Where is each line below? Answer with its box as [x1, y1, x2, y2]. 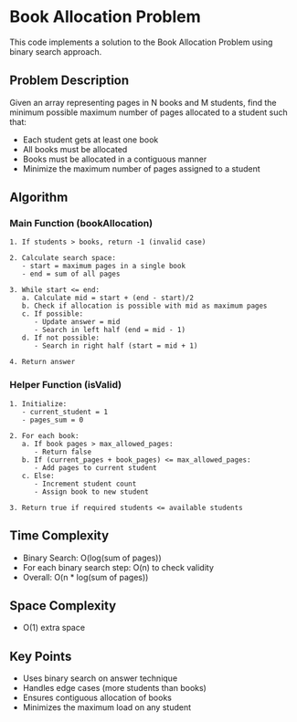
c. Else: [21, 471, 55, 480]
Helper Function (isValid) [9, 379, 122, 392]
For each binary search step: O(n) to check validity [22, 561, 215, 572]
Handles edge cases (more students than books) [22, 683, 207, 694]
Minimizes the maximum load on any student [22, 702, 192, 713]
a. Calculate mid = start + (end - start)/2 [21, 294, 195, 303]
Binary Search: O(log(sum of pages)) [22, 552, 162, 563]
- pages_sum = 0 [21, 415, 84, 424]
